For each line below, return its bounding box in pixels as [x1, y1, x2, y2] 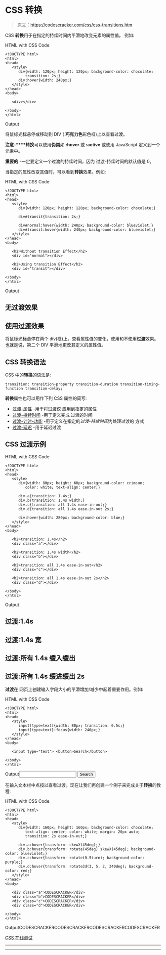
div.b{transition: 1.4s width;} [18, 498, 85, 503]
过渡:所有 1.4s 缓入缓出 [5, 653, 76, 662]
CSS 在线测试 [5, 935, 33, 941]
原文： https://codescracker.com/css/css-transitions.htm [17, 22, 132, 28]
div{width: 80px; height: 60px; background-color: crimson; [18, 480, 145, 485]
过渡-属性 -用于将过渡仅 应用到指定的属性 [12, 406, 97, 412]
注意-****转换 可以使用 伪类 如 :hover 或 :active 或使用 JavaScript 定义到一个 [5, 141, 161, 147]
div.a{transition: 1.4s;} [18, 493, 72, 498]
